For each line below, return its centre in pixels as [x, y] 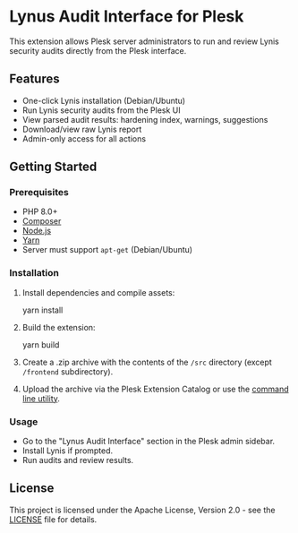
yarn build [41, 344]
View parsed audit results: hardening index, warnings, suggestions [145, 119]
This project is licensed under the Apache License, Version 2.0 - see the [142, 510]
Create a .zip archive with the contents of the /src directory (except [147, 362]
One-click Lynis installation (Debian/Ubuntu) [104, 100]
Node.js [37, 231]
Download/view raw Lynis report [82, 129]
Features [34, 79]
